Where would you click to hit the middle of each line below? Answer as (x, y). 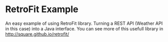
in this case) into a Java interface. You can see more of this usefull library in (84, 28)
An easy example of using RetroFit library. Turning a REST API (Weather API (84, 23)
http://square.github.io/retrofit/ (37, 34)
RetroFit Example (42, 9)
